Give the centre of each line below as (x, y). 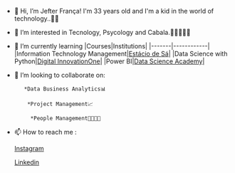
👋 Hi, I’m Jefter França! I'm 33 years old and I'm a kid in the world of (114, 11)
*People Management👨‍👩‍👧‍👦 (66, 118)
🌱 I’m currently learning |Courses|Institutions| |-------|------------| (112, 46)
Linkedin (27, 162)
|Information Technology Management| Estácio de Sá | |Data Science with (121, 54)
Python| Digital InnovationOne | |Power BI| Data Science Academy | (109, 61)
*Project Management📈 (61, 104)
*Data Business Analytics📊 (65, 89)
